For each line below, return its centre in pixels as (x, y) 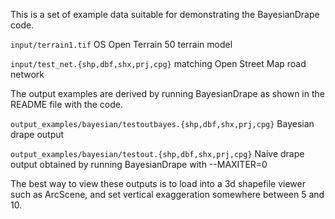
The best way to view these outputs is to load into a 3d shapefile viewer (158, 183)
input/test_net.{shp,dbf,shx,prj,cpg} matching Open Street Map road (158, 63)
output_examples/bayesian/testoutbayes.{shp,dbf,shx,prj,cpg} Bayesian (162, 123)
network (27, 74)
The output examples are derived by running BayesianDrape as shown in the (167, 93)
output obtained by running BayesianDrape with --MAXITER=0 (139, 164)
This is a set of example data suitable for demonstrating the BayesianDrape (165, 14)
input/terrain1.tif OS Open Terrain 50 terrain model (121, 44)
